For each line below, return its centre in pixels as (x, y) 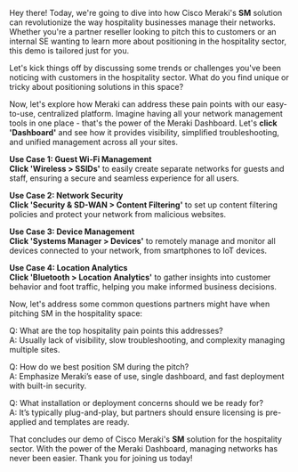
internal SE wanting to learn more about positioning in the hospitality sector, (148, 41)
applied (23, 422)
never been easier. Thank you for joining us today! (101, 458)
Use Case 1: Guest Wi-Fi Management (81, 159)
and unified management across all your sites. (93, 142)
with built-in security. (48, 386)
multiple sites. (35, 350)
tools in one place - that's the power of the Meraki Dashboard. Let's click (143, 123)
